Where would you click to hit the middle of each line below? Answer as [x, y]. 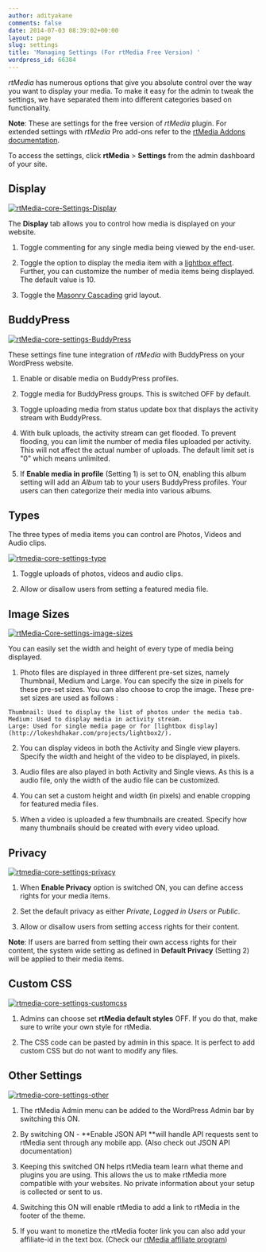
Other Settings [45, 1076]
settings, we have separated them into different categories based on [120, 99]
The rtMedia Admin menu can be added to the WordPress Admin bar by [137, 1110]
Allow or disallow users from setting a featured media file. [114, 589]
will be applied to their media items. [66, 959]
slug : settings [33, 45]
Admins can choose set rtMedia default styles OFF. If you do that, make [139, 1018]
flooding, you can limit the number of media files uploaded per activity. [135, 441]
